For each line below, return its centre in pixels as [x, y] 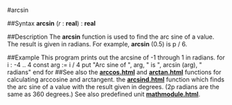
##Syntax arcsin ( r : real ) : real [51, 23]
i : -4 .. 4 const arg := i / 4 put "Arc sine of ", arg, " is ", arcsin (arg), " [105, 65]
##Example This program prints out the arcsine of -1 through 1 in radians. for [116, 57]
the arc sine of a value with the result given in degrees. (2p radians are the [113, 87]
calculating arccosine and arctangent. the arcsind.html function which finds [116, 79]
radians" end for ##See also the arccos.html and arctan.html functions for [114, 72]
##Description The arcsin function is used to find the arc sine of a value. [111, 37]
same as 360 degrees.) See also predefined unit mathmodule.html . [104, 94]
